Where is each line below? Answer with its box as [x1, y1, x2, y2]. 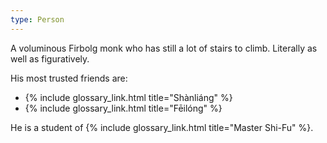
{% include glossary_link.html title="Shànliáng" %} [24, 91, 233, 103]
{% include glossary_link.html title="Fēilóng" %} [24, 102, 223, 114]
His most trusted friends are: [10, 72, 128, 84]
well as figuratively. [10, 52, 90, 65]
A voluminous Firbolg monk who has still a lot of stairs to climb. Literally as [10, 42, 318, 54]
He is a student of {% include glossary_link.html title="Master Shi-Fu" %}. [10, 121, 314, 133]
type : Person [10, 14, 65, 25]
